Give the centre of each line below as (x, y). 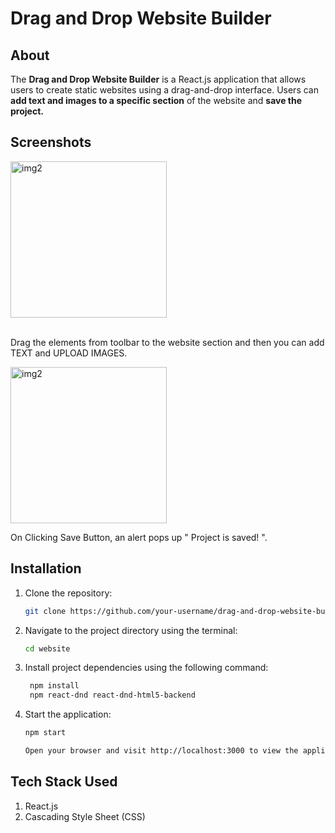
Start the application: (68, 714)
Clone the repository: (68, 593)
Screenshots (51, 142)
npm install (54, 686)
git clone (45, 611)
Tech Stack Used (64, 782)
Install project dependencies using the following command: (146, 668)
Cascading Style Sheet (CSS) (85, 816)
